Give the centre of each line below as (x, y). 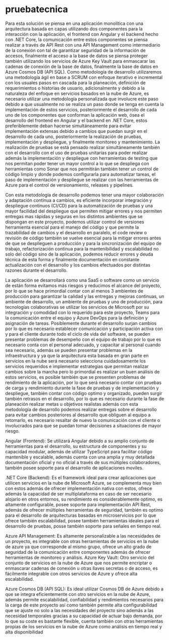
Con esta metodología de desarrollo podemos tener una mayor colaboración (84, 195)
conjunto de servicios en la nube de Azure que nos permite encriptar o (79, 563)
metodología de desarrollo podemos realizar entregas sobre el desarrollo (81, 409)
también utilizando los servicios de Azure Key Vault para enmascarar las (80, 61)
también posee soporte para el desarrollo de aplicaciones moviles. (74, 468)
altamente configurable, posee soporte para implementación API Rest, (78, 504)
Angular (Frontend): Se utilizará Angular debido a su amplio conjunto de (80, 441)
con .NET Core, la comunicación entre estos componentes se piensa (76, 40)
